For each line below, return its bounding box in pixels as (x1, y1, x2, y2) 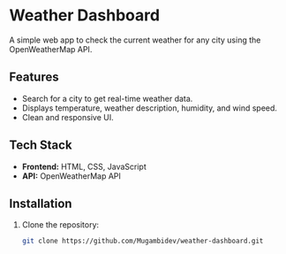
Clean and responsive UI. (21, 112, 114, 122)
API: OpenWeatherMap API (21, 170, 122, 181)
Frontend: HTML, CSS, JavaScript (21, 161, 147, 172)
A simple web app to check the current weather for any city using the (9, 35, 261, 45)
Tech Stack (9, 138, 72, 153)
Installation (9, 196, 72, 211)
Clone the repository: (21, 219, 100, 230)
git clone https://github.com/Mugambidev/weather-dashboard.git (21, 236, 264, 246)
